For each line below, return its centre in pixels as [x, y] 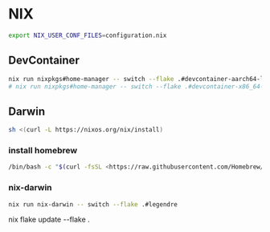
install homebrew [43, 150]
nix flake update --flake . [49, 220]
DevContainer [44, 61]
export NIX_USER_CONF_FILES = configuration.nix [88, 35]
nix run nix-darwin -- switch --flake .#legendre [93, 204]
